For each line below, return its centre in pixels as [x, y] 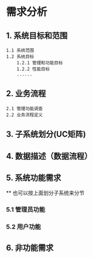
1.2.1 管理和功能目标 [40, 63]
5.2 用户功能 [23, 227]
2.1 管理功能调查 [24, 108]
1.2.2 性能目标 [33, 69]
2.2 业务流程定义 [24, 115]
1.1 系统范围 [20, 50]
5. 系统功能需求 [34, 177]
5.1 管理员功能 [26, 210]
